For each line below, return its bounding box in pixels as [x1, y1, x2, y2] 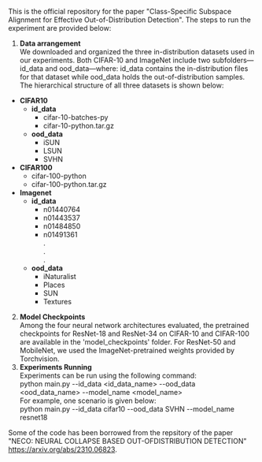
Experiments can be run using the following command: [19, 371, 197, 380]
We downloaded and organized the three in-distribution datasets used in [19, 47, 255, 56]
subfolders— [212, 55, 254, 65]
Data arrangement [19, 39, 81, 48]
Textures [42, 297, 72, 306]
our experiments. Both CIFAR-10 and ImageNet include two [19, 55, 211, 65]
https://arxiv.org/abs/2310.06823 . [8, 445, 118, 454]
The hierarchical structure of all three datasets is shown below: [19, 80, 224, 90]
